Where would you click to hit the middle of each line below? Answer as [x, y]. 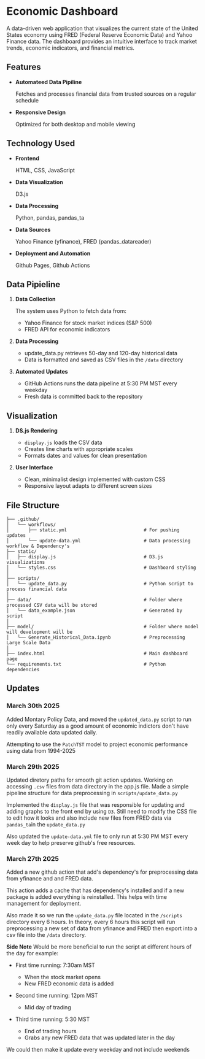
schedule [27, 100]
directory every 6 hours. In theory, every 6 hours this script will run [91, 922]
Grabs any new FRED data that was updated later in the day [99, 1038]
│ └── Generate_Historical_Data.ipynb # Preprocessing [96, 637]
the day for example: [33, 953]
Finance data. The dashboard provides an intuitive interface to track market [102, 41]
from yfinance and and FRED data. [50, 879]
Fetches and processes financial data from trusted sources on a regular [106, 94]
